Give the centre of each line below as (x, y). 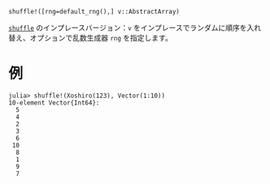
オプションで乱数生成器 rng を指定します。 (101, 38)
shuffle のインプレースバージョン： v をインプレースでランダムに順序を (128, 28)
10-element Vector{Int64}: (54, 103)
